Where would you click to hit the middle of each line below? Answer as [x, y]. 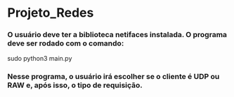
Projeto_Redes [51, 13]
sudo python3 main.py [40, 59]
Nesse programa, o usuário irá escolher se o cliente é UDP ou [113, 77]
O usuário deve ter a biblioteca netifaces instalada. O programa [117, 35]
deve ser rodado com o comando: [66, 43]
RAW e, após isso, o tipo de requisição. [75, 85]
